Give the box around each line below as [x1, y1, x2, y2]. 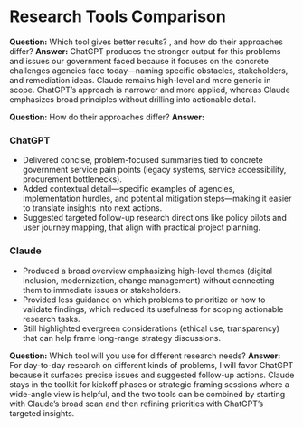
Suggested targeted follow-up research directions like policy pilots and [22, 213, 287, 224]
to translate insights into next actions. [22, 203, 163, 214]
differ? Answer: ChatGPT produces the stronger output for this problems [9, 45, 281, 56]
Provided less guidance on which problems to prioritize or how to [22, 294, 266, 305]
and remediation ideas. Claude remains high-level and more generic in [9, 74, 271, 85]
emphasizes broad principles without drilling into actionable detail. [9, 93, 257, 105]
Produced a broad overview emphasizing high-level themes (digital [22, 265, 273, 276]
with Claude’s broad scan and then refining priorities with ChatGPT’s [9, 398, 264, 409]
